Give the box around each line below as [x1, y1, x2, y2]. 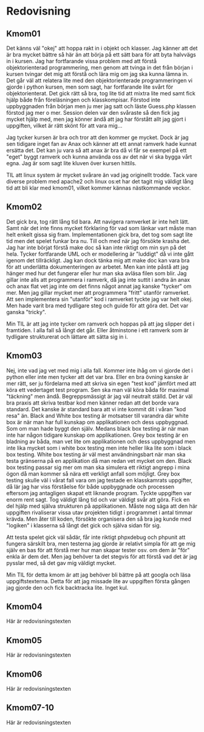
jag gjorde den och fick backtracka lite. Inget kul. [6, 584, 129, 591]
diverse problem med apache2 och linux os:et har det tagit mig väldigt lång [6, 178, 194, 185]
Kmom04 [6, 601, 42, 612]
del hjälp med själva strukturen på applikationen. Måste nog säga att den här [6, 502, 198, 510]
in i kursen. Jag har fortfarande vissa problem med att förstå [6, 58, 157, 64]
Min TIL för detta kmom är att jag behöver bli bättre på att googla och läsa [6, 571, 191, 578]
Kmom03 [6, 351, 42, 361]
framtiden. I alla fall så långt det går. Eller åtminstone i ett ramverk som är [6, 326, 189, 334]
